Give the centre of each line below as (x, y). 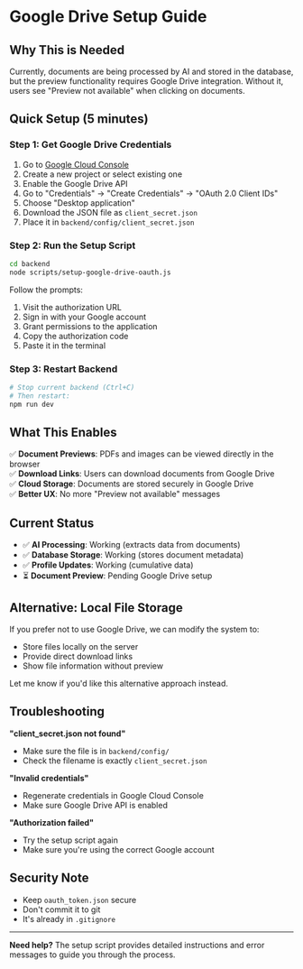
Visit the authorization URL (72, 307)
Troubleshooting (57, 711)
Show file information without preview (93, 666)
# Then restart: (40, 396)
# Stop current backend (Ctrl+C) (72, 388)
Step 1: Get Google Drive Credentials (91, 144)
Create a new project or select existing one (102, 174)
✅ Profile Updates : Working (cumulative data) (108, 565)
